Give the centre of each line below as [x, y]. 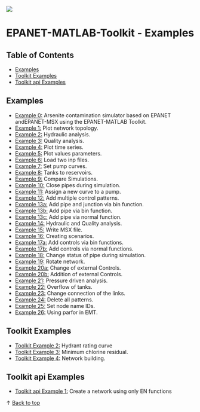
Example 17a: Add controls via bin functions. [69, 242]
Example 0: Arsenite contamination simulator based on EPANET [93, 115]
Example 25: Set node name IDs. [55, 306]
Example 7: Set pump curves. [51, 166]
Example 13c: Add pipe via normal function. [68, 217]
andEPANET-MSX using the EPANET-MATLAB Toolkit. [81, 121]
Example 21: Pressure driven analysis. [61, 280]
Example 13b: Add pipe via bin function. [63, 210]
